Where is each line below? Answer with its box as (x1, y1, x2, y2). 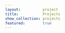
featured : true (5, 20, 52, 26)
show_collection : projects (5, 16, 61, 21)
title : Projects (5, 12, 61, 16)
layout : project (5, 7, 58, 12)
